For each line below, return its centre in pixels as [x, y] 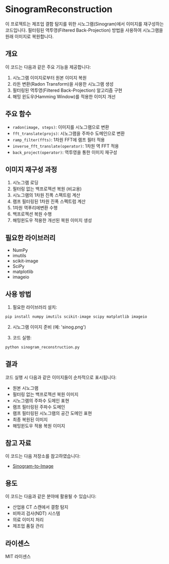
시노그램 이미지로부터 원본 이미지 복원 [50, 78]
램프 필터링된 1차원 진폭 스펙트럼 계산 [49, 201]
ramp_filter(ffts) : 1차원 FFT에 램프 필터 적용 [59, 139]
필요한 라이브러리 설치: [35, 307]
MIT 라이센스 [18, 556]
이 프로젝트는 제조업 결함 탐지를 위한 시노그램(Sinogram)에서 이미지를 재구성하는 [85, 24]
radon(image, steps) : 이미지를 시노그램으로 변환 [61, 127]
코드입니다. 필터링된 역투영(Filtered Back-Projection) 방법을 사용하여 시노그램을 [84, 30]
